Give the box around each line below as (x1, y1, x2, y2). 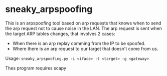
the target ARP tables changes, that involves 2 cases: (5, 30, 115, 36)
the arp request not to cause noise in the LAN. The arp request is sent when (5, 25, 162, 31)
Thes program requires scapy (5, 65, 67, 71)
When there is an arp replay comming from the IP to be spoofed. (12, 40, 145, 46)
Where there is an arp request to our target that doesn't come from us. (12, 45, 158, 51)
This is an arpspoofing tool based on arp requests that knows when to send (5, 20, 161, 26)
